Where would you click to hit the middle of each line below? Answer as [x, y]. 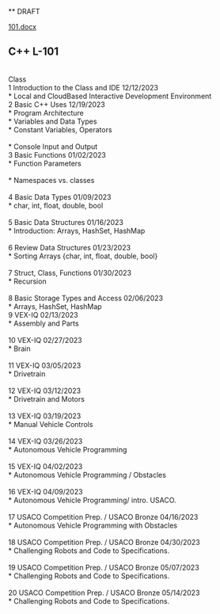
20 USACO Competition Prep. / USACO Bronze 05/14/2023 [104, 593]
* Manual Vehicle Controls [51, 424]
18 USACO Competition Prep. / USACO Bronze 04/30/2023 [104, 542]
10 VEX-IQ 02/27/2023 [45, 340]
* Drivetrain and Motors [47, 399]
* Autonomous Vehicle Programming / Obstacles [87, 475]
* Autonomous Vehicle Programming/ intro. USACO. [92, 500]
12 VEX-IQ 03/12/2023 [45, 391]
